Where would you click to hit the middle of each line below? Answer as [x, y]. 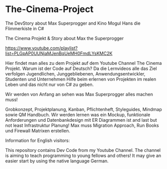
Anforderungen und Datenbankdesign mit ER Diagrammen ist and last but [81, 120]
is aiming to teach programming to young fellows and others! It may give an [83, 155]
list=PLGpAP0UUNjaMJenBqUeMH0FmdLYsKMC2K [59, 53]
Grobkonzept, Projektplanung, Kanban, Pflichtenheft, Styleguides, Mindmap [84, 109]
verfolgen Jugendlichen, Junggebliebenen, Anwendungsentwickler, [75, 73]
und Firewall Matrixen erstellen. [38, 131]
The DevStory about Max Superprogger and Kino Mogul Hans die [73, 23]
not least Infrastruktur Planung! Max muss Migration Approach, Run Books [82, 125]
